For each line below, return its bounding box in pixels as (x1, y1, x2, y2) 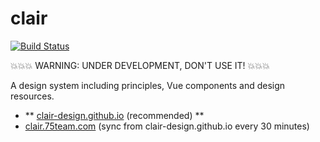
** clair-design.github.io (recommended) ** (24, 109, 205, 121)
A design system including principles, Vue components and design (10, 79, 286, 91)
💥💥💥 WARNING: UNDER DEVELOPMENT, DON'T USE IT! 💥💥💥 (10, 59, 270, 71)
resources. (10, 90, 55, 102)
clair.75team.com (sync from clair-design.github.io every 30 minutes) (24, 120, 310, 132)
